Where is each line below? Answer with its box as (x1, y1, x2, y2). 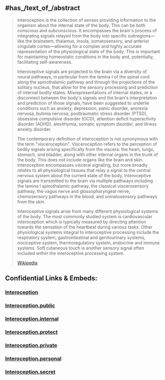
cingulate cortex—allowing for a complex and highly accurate (17, 43, 142, 49)
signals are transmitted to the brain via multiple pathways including (17, 178, 153, 184)
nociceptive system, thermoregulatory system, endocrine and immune (17, 239, 160, 246)
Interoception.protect (5, 328, 58, 335)
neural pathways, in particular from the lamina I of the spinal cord (17, 74, 150, 79)
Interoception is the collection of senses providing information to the (17, 17, 156, 23)
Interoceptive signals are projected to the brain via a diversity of (17, 69, 147, 75)
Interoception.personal (5, 355, 62, 362)
